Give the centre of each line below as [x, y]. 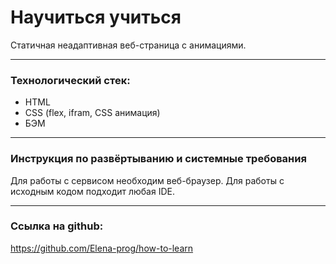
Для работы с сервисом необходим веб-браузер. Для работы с [147, 180]
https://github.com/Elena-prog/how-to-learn [102, 248]
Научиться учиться [96, 17]
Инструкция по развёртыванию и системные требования [158, 159]
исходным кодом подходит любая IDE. [92, 191]
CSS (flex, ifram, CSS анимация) [92, 113]
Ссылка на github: [57, 226]
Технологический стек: [70, 80]
